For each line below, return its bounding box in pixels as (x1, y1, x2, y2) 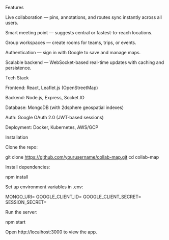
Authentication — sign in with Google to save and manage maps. (5, 50, 141, 55)
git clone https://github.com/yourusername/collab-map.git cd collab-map (5, 154, 159, 160)
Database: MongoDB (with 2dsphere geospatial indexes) (5, 104, 124, 111)
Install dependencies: (5, 164, 50, 170)
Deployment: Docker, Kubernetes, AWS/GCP (5, 124, 98, 130)
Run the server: (5, 209, 38, 215)
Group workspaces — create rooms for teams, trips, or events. (5, 39, 136, 46)
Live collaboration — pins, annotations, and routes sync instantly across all (5, 14, 162, 20)
